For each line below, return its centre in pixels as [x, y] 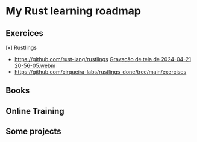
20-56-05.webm [35, 65]
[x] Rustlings [21, 47]
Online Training [35, 111]
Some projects [33, 132]
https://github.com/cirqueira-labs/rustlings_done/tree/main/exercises [100, 72]
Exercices [24, 33]
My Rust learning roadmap [73, 11]
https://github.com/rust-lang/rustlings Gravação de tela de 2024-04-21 [102, 59]
